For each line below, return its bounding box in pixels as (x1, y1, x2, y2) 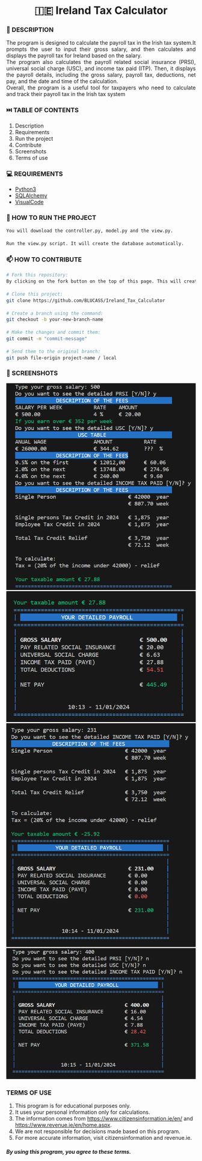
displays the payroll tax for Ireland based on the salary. (6, 52, 142, 59)
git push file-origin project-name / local (6, 354, 117, 361)
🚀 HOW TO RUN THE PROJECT (6, 214, 97, 222)
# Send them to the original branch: (6, 348, 101, 354)
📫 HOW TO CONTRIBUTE (6, 255, 82, 263)
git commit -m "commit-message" (6, 336, 87, 342)
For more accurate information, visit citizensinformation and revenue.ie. (14, 1134, 192, 1142)
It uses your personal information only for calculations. (14, 1108, 150, 1116)
